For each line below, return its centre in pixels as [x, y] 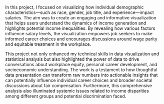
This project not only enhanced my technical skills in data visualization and [82, 54]
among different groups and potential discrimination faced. [66, 96]
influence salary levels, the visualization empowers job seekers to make [79, 34]
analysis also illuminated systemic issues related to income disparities [77, 91]
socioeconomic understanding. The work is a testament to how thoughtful [81, 70]
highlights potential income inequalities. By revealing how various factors [80, 28]
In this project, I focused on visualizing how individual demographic [74, 7]
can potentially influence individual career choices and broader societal [79, 80]
